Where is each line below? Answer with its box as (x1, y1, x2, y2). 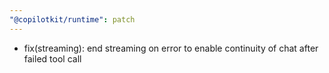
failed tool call (23, 52, 82, 65)
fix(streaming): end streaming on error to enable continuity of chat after (23, 42, 319, 54)
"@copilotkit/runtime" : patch (9, 14, 136, 25)
